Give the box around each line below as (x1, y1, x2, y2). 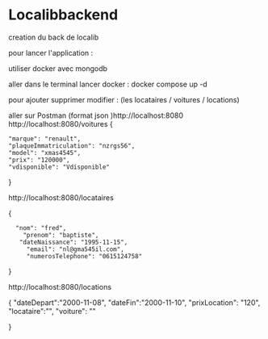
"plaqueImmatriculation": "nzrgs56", (8, 141, 136, 150)
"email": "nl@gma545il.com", (26, 245, 125, 253)
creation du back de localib (8, 32, 99, 42)
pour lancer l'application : (8, 48, 94, 57)
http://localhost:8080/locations (8, 282, 111, 291)
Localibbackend (8, 6, 119, 24)
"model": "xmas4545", (8, 149, 82, 157)
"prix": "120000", (8, 156, 70, 164)
